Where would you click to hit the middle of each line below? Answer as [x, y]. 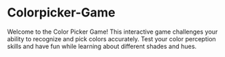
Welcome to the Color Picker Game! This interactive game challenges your [112, 32]
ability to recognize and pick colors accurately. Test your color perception [112, 38]
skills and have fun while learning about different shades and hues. [102, 46]
